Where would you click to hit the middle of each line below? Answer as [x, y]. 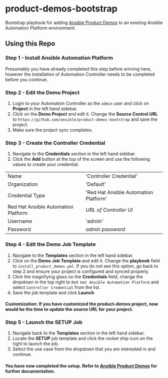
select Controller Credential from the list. [56, 287]
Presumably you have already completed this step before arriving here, [78, 69]
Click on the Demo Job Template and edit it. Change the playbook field [86, 260]
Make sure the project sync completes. [52, 130]
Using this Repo [30, 44]
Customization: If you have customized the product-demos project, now [82, 304]
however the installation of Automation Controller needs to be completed [80, 74]
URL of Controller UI [109, 210]
